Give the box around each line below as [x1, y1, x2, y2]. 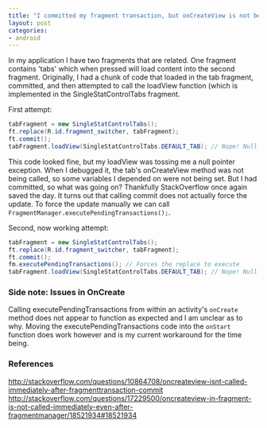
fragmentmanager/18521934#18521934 [8, 410, 137, 420]
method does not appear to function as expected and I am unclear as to [8, 313, 243, 323]
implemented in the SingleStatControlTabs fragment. [8, 89, 180, 99]
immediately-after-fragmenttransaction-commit [8, 385, 164, 395]
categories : [8, 26, 48, 34]
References [8, 359, 54, 370]
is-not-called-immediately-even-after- [8, 402, 133, 411]
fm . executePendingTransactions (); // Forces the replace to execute [8, 260, 240, 269]
